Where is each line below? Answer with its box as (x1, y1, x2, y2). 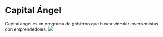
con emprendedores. (5, 26, 47, 32)
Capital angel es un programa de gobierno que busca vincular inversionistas (5, 21, 159, 26)
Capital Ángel (5, 5, 61, 16)
